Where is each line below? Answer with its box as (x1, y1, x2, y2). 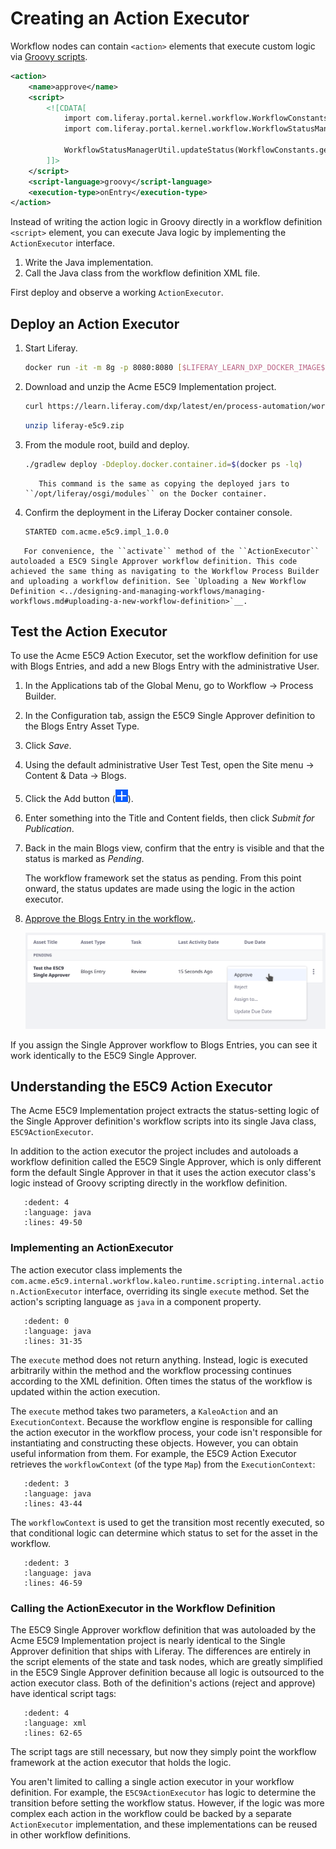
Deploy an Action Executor (10, 315, 180, 332)
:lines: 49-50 (23, 1218, 83, 1228)
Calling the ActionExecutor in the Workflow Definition (10, 1601, 276, 1615)
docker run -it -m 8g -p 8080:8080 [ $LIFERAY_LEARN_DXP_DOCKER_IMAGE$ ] (24, 363, 330, 373)
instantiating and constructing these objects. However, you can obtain (10, 1437, 299, 1449)
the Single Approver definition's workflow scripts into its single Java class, (10, 1115, 317, 1127)
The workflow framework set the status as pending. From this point (24, 872, 302, 884)
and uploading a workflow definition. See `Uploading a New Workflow (10, 576, 307, 586)
